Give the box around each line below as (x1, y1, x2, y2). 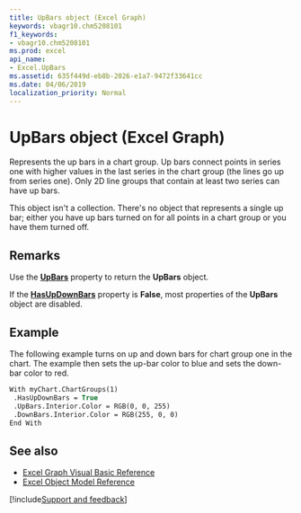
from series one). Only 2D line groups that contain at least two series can (9, 176, 280, 187)
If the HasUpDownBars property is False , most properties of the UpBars (9, 289, 279, 300)
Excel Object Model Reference (22, 477, 136, 488)
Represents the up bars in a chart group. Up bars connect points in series (9, 156, 281, 167)
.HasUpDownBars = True (13, 393, 99, 402)
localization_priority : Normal (9, 88, 127, 97)
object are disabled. (9, 298, 83, 310)
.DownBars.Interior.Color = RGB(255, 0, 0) (13, 410, 179, 419)
